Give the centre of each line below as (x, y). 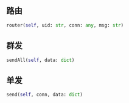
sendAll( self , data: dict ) (40, 60)
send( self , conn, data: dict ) (45, 95)
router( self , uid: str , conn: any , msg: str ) (65, 25)
